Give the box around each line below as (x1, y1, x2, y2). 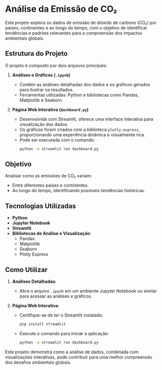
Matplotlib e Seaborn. (19, 97, 63, 103)
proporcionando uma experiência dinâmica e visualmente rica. (19, 131, 145, 138)
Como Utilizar (5, 266, 48, 274)
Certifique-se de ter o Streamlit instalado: (19, 312, 103, 318)
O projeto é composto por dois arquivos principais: (5, 62, 108, 68)
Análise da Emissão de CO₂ (5, 3, 117, 15)
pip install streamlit (19, 322, 66, 327)
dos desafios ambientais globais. (5, 359, 72, 365)
